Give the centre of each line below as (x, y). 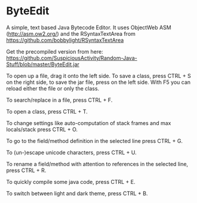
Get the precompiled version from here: (55, 51)
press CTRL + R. (26, 170)
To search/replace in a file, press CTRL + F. (59, 100)
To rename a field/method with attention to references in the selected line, (97, 164)
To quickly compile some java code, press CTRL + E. (71, 182)
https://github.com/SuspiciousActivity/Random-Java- (72, 58)
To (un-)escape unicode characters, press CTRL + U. (72, 152)
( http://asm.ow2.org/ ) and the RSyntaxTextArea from (71, 33)
